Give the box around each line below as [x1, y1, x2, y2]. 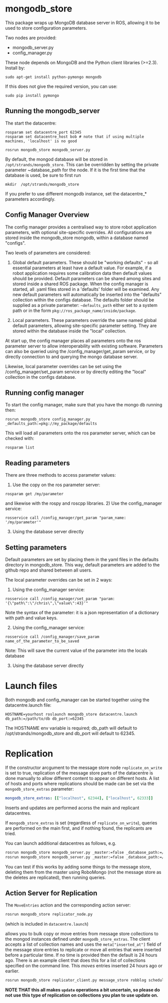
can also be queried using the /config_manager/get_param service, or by [5, 348, 156, 354]
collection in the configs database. [5, 374, 76, 380]
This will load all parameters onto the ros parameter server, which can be [5, 430, 156, 436]
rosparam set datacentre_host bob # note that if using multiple [5, 134, 144, 139]
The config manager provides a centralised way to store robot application [5, 224, 156, 230]
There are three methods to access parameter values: [5, 472, 116, 478]
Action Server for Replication [5, 888, 97, 897]
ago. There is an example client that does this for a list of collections [5, 957, 146, 963]
